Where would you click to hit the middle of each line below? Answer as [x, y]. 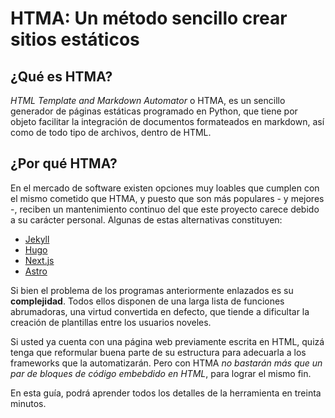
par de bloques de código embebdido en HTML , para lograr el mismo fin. [161, 373]
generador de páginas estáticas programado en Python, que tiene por [154, 111]
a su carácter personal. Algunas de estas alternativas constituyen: [146, 219]
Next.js [39, 260]
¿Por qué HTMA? [64, 163]
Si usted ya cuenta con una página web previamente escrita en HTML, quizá [167, 341]
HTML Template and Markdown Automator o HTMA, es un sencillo [148, 100]
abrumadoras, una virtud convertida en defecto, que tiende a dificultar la [160, 311]
